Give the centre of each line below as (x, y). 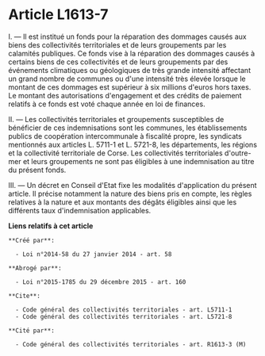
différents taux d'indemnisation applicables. (80, 210)
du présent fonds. (37, 170)
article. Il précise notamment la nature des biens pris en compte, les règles (130, 193)
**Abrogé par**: (35, 268)
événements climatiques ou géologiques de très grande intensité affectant (130, 70)
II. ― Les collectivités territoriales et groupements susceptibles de (116, 119)
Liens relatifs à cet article (51, 226)
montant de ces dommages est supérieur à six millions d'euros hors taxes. (130, 87)
